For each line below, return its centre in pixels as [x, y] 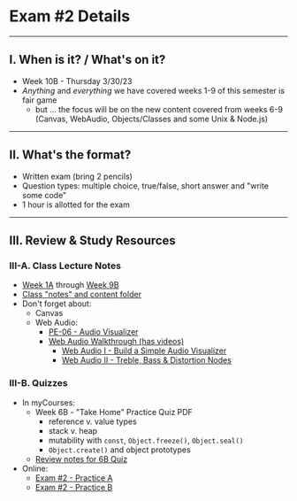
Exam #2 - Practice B [74, 487]
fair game [39, 100]
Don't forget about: [57, 304]
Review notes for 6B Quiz [81, 459]
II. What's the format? [70, 155]
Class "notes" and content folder [81, 295]
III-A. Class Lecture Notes [65, 266]
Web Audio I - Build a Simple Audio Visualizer [144, 351]
